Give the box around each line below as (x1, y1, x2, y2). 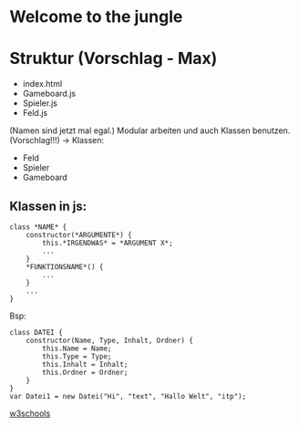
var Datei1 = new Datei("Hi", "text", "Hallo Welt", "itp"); (9, 391, 247, 401)
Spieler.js (22, 98, 57, 109)
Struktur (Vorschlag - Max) (9, 48, 218, 69)
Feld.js (22, 108, 48, 119)
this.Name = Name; (42, 344, 112, 353)
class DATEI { (9, 328, 64, 337)
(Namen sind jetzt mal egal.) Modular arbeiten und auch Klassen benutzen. (9, 125, 291, 136)
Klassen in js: (9, 198, 88, 213)
